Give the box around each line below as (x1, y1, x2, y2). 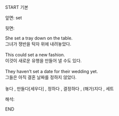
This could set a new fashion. (5, 52, 65, 58)
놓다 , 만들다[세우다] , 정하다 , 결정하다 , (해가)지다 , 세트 (5, 86, 114, 91)
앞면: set (5, 15, 22, 21)
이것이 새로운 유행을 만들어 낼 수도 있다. (5, 58, 82, 63)
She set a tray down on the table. (5, 35, 73, 41)
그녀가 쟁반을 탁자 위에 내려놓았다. (5, 41, 71, 47)
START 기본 (5, 4, 29, 10)
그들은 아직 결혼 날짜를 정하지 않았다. (5, 75, 77, 80)
